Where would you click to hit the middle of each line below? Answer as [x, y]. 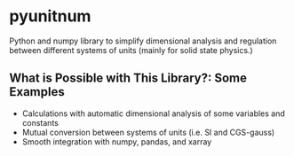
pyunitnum [50, 16]
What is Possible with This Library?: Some [128, 78]
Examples [37, 92]
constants [40, 122]
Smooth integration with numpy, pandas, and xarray [117, 141]
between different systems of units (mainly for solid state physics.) [131, 50]
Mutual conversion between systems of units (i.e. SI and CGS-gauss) [148, 132]
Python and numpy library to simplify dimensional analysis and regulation [143, 41]
